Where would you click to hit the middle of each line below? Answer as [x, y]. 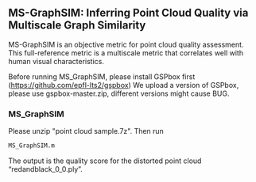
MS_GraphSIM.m [32, 146]
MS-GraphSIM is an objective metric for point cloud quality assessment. [126, 44]
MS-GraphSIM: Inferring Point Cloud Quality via [128, 13]
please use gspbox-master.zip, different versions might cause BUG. [119, 93]
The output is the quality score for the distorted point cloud [105, 161]
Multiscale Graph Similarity [77, 26]
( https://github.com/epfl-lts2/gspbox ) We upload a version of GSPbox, [124, 85]
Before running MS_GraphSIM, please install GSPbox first [102, 76]
